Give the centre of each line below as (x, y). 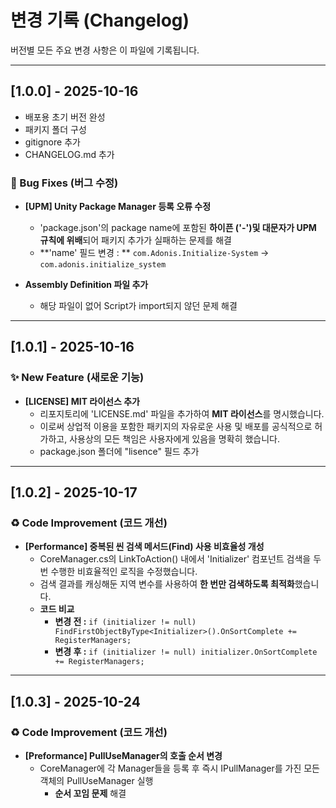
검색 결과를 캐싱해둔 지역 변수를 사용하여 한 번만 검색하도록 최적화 (167, 584)
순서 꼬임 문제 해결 (90, 793)
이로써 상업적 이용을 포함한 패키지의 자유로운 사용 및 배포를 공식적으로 (176, 426)
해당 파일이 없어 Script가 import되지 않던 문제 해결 (138, 306)
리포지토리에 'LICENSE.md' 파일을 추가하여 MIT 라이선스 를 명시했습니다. (182, 413)
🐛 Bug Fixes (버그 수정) (64, 183)
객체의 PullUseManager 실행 (96, 781)
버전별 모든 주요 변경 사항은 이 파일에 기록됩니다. (105, 50)
